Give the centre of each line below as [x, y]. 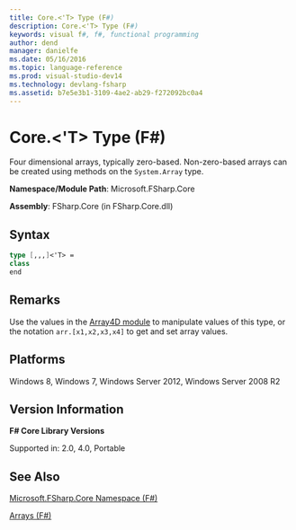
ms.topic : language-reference [66, 68]
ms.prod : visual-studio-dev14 [66, 76]
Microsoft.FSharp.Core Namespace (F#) [84, 499]
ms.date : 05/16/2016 [48, 59]
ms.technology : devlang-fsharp [68, 84]
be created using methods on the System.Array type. [107, 172]
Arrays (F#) [31, 516]
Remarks [35, 300]
